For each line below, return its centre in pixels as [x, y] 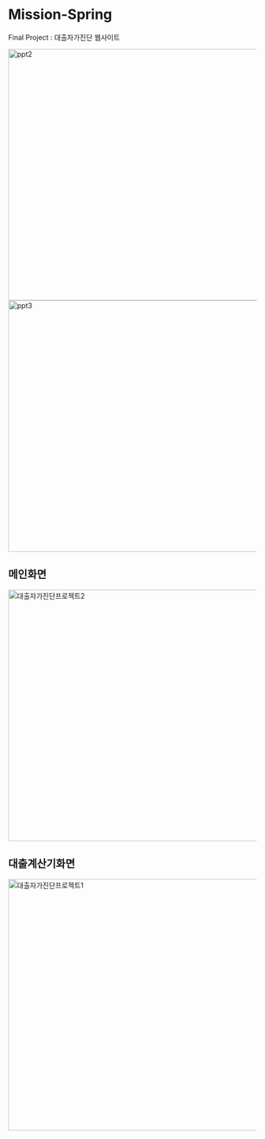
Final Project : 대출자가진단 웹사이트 [64, 37]
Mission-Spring [60, 15]
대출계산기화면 [42, 864]
